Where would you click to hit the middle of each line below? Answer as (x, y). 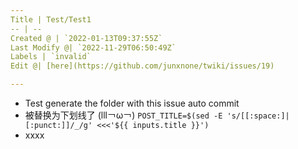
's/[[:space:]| (258, 116)
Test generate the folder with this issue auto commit (132, 103)
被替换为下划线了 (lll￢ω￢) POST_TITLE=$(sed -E (123, 115)
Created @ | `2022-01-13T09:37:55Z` (86, 38)
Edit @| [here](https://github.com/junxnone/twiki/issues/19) (142, 66)
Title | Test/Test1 (51, 19)
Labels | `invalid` (51, 57)
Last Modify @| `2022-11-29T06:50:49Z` (93, 47)
